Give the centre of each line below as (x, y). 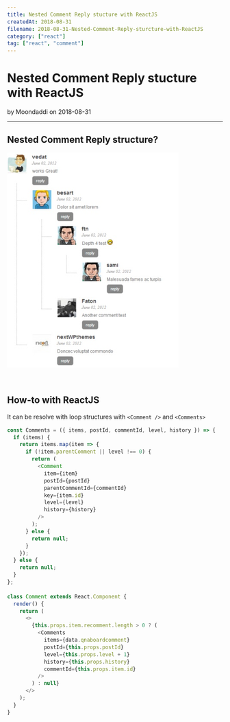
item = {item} (61, 474)
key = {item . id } (64, 495)
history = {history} (70, 510)
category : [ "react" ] (37, 36)
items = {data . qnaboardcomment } (87, 640)
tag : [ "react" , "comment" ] (46, 44)
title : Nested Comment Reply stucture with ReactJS (82, 14)
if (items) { (32, 437)
